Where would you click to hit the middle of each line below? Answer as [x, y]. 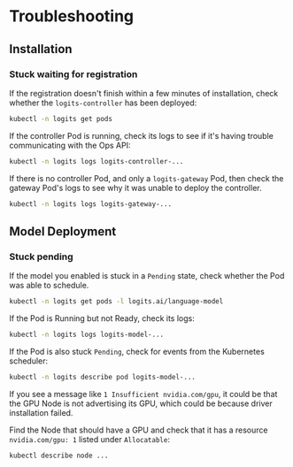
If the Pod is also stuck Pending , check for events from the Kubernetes [137, 351]
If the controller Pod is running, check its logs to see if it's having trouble [142, 135]
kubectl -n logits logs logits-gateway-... [91, 204]
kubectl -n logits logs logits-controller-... [96, 161]
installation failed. [41, 412]
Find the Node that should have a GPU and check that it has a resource [139, 430]
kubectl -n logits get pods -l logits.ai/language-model [116, 302]
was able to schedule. [49, 286]
